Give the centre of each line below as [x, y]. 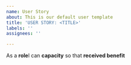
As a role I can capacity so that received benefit [65, 56]
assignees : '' [24, 34]
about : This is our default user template [60, 17]
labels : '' [20, 28]
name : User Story [28, 12]
